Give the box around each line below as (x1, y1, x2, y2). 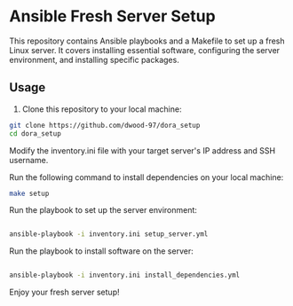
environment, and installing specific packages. (9, 54, 179, 65)
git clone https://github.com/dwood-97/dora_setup (9, 121, 201, 129)
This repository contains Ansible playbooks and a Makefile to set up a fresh (9, 35, 286, 46)
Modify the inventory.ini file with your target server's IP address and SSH (9, 145, 276, 156)
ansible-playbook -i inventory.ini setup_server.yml (9, 230, 209, 239)
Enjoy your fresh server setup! (9, 286, 120, 298)
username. (9, 154, 49, 165)
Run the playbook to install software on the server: (9, 246, 194, 256)
